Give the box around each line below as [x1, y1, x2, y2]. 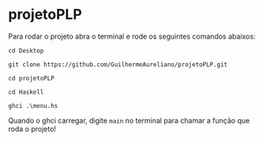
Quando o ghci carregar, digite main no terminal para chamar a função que [8, 116, 250, 125]
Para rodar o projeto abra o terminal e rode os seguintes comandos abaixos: [8, 32, 256, 41]
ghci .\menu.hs [8, 102, 58, 109]
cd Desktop [8, 46, 44, 54]
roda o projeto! [8, 124, 57, 133]
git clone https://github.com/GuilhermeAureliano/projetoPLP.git [8, 61, 227, 69]
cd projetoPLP [8, 74, 55, 82]
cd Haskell [8, 88, 44, 96]
